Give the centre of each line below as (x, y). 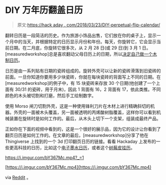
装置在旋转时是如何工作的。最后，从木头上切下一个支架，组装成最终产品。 (85, 118)
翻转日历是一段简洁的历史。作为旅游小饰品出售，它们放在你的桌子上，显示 (81, 35)
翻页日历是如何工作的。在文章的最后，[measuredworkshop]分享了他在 (77, 135)
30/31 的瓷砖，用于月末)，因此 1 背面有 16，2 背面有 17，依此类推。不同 (88, 89)
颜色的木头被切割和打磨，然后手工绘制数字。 (51, 95)
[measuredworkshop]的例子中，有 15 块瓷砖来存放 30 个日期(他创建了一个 (81, 83)
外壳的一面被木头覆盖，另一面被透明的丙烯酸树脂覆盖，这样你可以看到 (85, 112)
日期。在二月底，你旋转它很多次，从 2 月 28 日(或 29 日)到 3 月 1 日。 (80, 48)
